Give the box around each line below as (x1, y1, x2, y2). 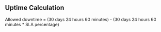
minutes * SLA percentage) (5, 21, 59, 27)
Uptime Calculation (5, 4, 64, 12)
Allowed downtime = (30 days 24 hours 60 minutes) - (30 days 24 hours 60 (5, 16, 157, 22)
